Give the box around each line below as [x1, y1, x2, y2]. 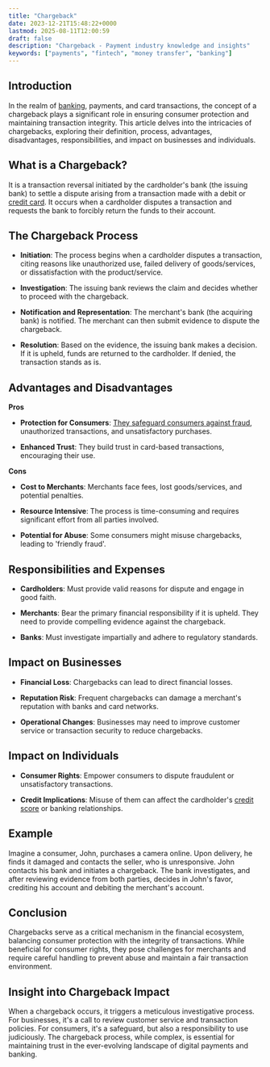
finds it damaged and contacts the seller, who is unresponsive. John [8, 857, 235, 867]
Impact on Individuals [8, 749, 119, 763]
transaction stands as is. [19, 357, 102, 368]
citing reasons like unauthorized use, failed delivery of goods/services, [19, 259, 256, 269]
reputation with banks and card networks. [19, 701, 160, 711]
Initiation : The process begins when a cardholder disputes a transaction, [19, 250, 263, 260]
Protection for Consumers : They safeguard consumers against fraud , [19, 418, 252, 428]
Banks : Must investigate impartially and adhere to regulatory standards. [19, 632, 258, 642]
